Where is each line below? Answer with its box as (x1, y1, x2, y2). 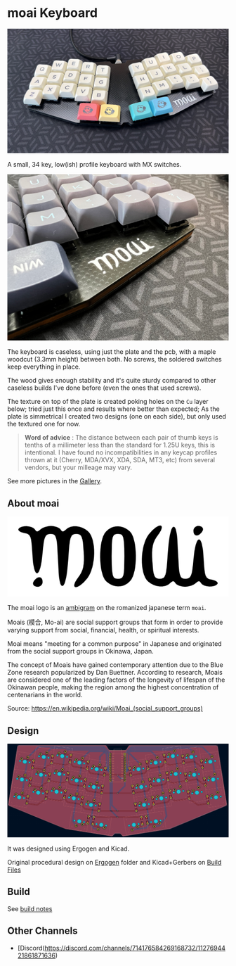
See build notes (7, 904, 53, 913)
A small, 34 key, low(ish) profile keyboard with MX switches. (7, 160, 182, 169)
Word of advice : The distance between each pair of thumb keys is (24, 433, 219, 442)
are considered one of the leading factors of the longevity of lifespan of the (7, 675, 225, 684)
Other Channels (7, 925, 78, 937)
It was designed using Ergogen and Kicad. (7, 844, 130, 853)
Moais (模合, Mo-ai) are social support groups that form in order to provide (7, 618, 223, 627)
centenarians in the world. (7, 691, 83, 699)
